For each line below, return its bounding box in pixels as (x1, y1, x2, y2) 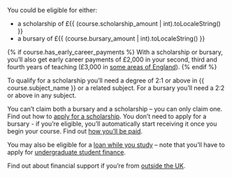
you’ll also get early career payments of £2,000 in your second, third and (7, 55, 218, 64)
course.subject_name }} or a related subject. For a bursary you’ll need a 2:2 (7, 84, 225, 92)
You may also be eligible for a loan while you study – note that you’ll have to (7, 141, 225, 149)
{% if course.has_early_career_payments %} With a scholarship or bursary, (7, 48, 224, 56)
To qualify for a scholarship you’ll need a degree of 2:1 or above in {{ (7, 76, 205, 85)
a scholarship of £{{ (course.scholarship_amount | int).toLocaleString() (17, 20, 222, 27)
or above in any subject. (7, 91, 77, 99)
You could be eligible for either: (7, 6, 98, 14)
